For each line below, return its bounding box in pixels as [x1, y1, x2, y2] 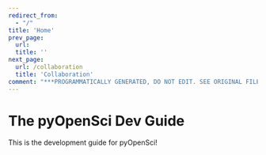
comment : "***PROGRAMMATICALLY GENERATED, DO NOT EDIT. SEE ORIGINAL [8, 77, 243, 85]
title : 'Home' [8, 26, 55, 34]
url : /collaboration [15, 63, 83, 71]
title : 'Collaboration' [15, 70, 93, 78]
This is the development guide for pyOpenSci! [8, 138, 158, 147]
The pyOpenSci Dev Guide [8, 112, 184, 130]
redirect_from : [8, 11, 59, 20]
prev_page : [8, 33, 44, 42]
